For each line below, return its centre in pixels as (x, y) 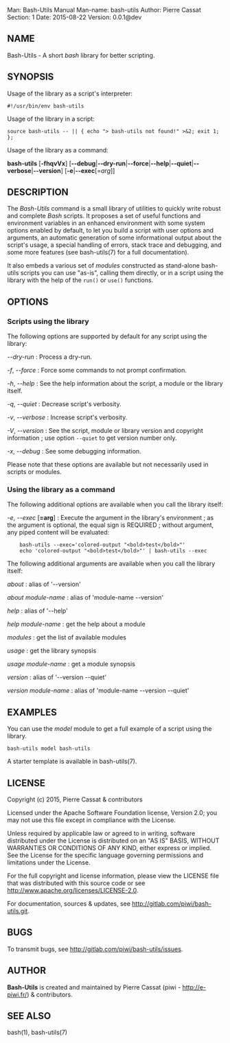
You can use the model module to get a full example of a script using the (110, 729)
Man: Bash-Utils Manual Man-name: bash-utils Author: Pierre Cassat (104, 10)
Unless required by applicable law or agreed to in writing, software (101, 834)
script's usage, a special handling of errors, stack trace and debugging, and (114, 245)
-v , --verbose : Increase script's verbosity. (67, 417)
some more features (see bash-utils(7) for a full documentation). (98, 253)
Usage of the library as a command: (58, 150)
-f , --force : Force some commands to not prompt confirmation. (97, 371)
